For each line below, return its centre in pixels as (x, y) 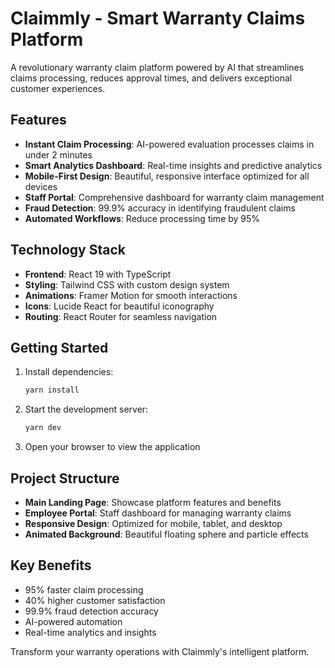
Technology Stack (68, 250)
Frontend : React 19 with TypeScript (98, 274)
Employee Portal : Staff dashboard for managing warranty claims (158, 513)
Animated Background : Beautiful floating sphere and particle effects (166, 534)
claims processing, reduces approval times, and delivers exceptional (151, 78)
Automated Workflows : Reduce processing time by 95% (142, 218)
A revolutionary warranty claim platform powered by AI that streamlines (157, 67)
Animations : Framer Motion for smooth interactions (131, 295)
